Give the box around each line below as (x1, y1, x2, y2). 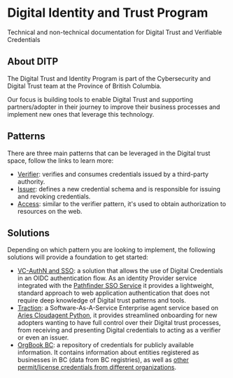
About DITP (7, 56, 59, 68)
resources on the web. (17, 207, 83, 215)
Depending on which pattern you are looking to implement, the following (7, 246, 216, 254)
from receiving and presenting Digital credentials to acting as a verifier (17, 326, 221, 335)
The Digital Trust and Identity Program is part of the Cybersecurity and (7, 74, 211, 82)
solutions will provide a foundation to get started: (7, 253, 148, 261)
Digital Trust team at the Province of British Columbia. (7, 82, 162, 90)
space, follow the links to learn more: (7, 156, 114, 165)
